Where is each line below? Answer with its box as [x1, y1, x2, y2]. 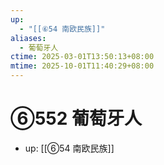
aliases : [10, 33, 47, 43]
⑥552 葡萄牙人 [10, 107, 143, 130]
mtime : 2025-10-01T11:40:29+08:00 [10, 61, 155, 71]
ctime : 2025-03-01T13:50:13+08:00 [10, 52, 155, 62]
